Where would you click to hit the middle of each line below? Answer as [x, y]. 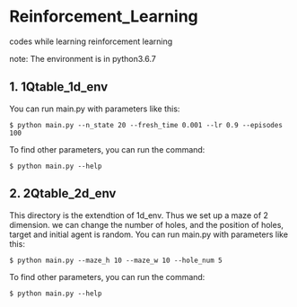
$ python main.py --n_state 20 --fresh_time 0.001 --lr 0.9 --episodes [146, 125]
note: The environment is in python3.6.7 [83, 58]
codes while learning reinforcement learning [91, 41]
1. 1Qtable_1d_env [59, 87]
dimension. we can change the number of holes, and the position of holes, [147, 224]
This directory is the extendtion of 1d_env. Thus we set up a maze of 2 [139, 215]
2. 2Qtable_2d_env [63, 193]
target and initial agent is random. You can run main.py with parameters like [149, 234]
